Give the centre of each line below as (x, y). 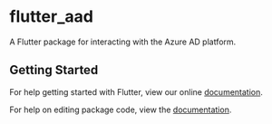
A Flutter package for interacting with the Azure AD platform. (123, 42)
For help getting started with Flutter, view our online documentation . (136, 91)
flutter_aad (51, 17)
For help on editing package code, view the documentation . (121, 110)
